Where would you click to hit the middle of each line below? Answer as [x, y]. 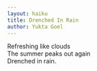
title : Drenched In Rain [43, 20]
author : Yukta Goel [35, 26]
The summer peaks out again [49, 54]
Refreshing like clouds [39, 47]
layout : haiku [28, 14]
